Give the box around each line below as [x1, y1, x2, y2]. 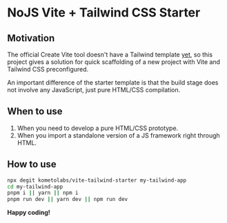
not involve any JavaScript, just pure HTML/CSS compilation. [7, 86, 181, 94]
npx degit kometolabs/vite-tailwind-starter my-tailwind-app [7, 177, 187, 184]
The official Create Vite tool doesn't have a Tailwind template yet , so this [7, 50, 213, 59]
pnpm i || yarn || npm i [7, 189, 79, 197]
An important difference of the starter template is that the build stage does [7, 78, 219, 87]
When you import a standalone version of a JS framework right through [17, 131, 221, 139]
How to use [7, 158, 57, 170]
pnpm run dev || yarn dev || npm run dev [7, 196, 128, 203]
